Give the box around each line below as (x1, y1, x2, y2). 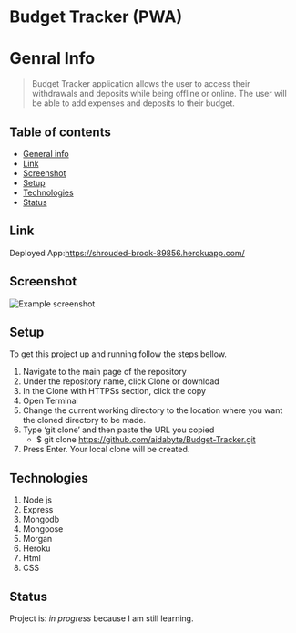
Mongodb (22, 514, 60, 525)
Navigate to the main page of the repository (22, 367, 187, 378)
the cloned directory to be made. (22, 415, 147, 426)
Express (22, 504, 54, 515)
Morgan (22, 534, 53, 545)
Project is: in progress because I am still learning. (9, 613, 194, 624)
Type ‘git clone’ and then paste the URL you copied (22, 424, 215, 435)
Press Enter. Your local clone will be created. (22, 444, 190, 455)
